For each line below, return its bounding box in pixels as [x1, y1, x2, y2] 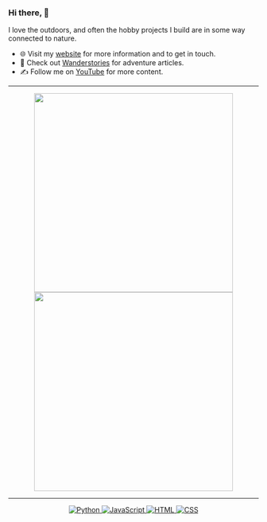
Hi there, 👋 [8, 7, 50, 18]
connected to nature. [8, 33, 77, 43]
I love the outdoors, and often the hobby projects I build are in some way [8, 25, 246, 35]
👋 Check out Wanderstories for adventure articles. [19, 58, 184, 68]
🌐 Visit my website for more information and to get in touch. [19, 49, 216, 59]
